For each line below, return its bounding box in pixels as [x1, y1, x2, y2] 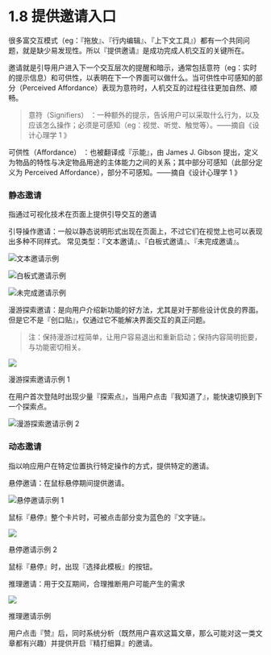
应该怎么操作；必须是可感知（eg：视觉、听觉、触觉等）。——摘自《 [27, 120, 252, 130]
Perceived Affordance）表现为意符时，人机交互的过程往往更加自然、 [22, 82, 251, 93]
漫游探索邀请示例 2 [16, 419, 80, 429]
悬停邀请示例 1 [16, 495, 65, 504]
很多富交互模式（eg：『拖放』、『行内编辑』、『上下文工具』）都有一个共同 [8, 35, 244, 45]
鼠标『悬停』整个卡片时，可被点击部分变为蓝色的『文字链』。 [8, 512, 210, 522]
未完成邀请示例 [16, 288, 66, 298]
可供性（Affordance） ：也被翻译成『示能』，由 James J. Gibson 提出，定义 [8, 147, 259, 157]
